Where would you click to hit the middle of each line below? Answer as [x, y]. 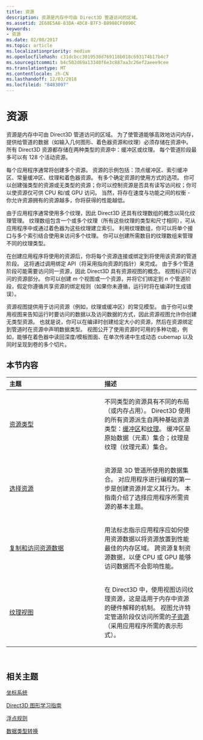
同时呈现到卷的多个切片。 [38, 344]
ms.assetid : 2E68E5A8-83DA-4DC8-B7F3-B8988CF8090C [71, 23]
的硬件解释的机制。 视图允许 [145, 608]
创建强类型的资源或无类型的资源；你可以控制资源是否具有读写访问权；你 [101, 185]
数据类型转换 [22, 731]
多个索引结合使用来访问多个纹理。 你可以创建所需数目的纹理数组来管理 [105, 236]
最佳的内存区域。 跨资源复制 [145, 548]
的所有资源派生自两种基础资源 [147, 419]
